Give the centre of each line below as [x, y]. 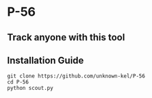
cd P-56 [18, 82]
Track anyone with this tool [66, 37]
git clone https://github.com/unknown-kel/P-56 [76, 76]
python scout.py [30, 88]
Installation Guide [46, 60]
